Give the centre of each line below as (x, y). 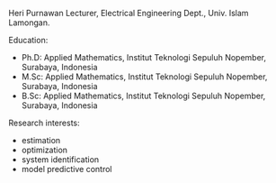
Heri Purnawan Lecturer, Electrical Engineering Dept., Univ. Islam (129, 13)
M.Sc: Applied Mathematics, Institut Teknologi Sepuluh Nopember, (144, 77)
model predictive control (67, 169)
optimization (45, 150)
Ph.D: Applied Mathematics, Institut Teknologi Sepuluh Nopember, (144, 57)
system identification (60, 160)
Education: (28, 40)
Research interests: (44, 123)
